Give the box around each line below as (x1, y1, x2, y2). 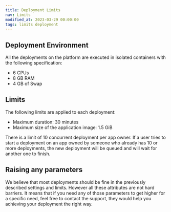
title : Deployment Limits (5, 7, 60, 13)
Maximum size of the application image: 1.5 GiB (12, 124, 113, 131)
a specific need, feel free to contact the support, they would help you (5, 195, 152, 201)
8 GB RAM (12, 75, 35, 81)
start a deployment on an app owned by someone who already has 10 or (5, 139, 158, 146)
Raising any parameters (5, 165, 83, 174)
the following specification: (5, 60, 62, 66)
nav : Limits (5, 12, 31, 17)
